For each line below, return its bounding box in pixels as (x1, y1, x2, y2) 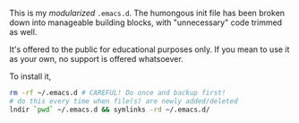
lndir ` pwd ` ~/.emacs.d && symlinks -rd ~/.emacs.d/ (9, 105, 210, 114)
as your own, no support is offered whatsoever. (9, 54, 184, 64)
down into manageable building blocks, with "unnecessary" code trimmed (9, 17, 283, 28)
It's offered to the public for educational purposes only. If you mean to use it (9, 44, 290, 55)
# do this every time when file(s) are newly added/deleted (9, 96, 239, 106)
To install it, (9, 71, 52, 82)
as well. (9, 27, 38, 37)
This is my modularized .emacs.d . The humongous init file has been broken (9, 8, 285, 18)
